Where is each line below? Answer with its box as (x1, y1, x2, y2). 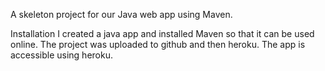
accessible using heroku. (10, 49, 113, 61)
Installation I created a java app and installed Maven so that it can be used (10, 28, 315, 39)
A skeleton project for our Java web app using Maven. (10, 9, 233, 20)
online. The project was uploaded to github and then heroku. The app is (10, 39, 306, 50)
